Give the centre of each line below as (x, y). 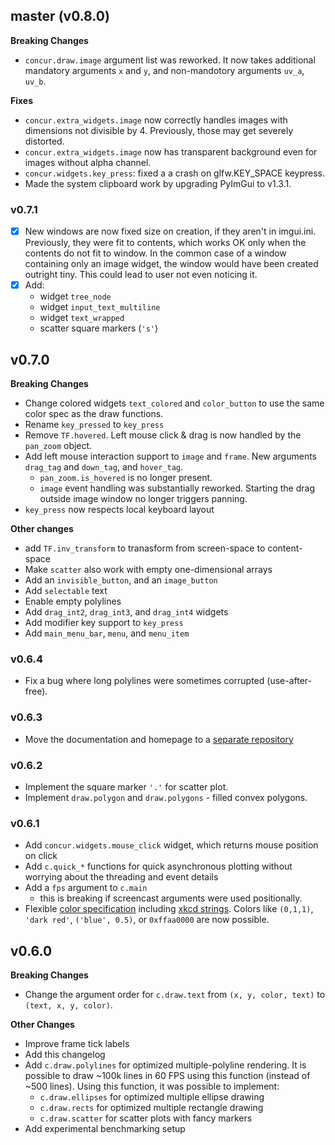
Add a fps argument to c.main (86, 888)
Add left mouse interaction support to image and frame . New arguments (171, 456)
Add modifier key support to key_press (104, 623)
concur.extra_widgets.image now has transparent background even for (171, 151)
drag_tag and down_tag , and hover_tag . (104, 467)
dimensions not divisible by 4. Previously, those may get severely (159, 130)
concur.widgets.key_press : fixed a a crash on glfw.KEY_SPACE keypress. (174, 173)
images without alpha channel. (88, 162)
